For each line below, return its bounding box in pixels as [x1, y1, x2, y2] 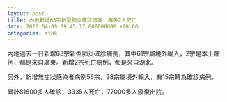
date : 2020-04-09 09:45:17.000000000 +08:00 [7, 23, 139, 30]
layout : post [7, 10, 45, 17]
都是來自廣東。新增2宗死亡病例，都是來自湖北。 [19, 58, 158, 67]
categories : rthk [7, 29, 58, 37]
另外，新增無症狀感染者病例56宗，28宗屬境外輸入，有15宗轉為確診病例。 [7, 73, 218, 81]
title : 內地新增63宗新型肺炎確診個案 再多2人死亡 [7, 17, 137, 24]
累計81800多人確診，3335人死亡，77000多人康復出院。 [7, 87, 169, 96]
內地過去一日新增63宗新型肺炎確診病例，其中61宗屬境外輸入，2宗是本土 [7, 49, 214, 58]
